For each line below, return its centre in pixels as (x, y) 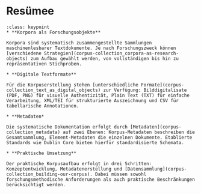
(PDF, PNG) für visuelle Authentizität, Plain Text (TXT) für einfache (98, 95)
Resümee (30, 11)
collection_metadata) (33, 132)
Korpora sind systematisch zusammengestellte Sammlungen (79, 43)
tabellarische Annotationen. (43, 106)
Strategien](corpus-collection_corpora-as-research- (112, 53)
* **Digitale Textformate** (42, 74)
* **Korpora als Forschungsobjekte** (54, 32)
